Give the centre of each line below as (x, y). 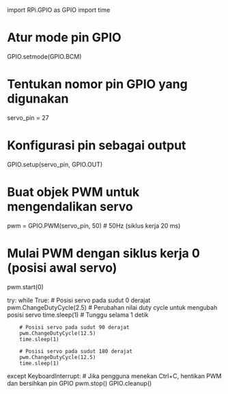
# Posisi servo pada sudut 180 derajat (76, 351)
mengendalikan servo (70, 207)
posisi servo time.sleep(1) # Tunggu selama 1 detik (78, 315)
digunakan (38, 99)
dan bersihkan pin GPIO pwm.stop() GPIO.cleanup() (80, 383)
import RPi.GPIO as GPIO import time (59, 10)
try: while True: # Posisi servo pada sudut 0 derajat (79, 300)
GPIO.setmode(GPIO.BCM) (44, 56)
